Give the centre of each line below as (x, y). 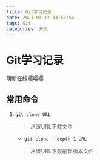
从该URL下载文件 (51, 126)
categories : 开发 (27, 29)
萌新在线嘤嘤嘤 (25, 78)
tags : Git (19, 23)
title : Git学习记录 (29, 12)
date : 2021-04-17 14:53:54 (40, 18)
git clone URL (33, 115)
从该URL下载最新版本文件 (62, 151)
